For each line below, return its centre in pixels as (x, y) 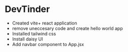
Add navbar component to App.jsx (48, 44)
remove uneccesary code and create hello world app (67, 28)
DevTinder (27, 9)
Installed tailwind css (34, 33)
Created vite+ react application (44, 23)
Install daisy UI (27, 39)
